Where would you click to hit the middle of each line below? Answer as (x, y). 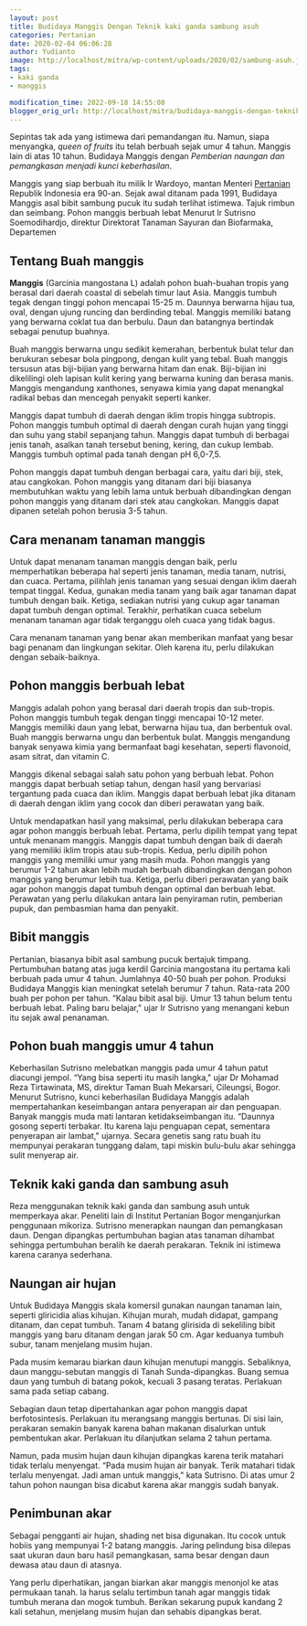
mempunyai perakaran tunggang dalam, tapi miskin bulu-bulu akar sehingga (153, 1146)
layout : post (34, 18)
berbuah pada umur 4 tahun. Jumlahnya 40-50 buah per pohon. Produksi (148, 978)
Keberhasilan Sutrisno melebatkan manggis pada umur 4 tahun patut (139, 1068)
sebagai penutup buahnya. (60, 332)
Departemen (33, 232)
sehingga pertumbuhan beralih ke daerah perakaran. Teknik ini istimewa (145, 1245)
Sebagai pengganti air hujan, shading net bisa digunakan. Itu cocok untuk (148, 1536)
